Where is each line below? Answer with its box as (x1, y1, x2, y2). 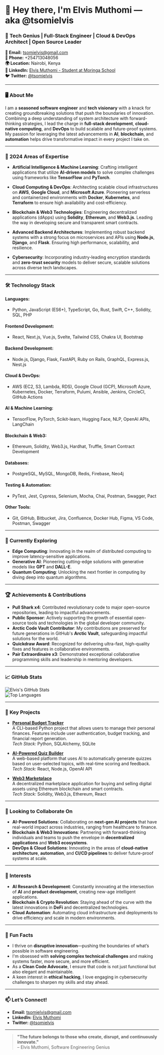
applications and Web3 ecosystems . (12, 840, 88, 846)
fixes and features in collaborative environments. (12, 646, 111, 652)
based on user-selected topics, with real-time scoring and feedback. (12, 761, 150, 767)
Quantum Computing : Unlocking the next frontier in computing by (12, 569, 146, 575)
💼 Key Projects (5, 709, 41, 716)
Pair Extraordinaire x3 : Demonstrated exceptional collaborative (12, 651, 140, 657)
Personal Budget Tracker (12, 720, 64, 726)
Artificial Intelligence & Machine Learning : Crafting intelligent (12, 164, 138, 170)
